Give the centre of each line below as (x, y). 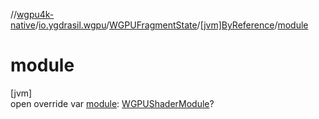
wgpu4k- (35, 14)
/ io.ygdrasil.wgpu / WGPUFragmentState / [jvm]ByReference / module (171, 25)
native (23, 25)
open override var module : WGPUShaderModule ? (112, 103)
